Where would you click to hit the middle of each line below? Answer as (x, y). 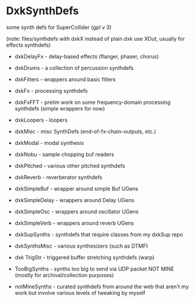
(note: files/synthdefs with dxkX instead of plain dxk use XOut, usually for (95, 38)
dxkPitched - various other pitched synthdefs (70, 165)
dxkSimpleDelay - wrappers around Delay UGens (74, 200)
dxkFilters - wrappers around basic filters (65, 79)
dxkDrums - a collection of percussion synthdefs (74, 68)
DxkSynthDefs (43, 11)
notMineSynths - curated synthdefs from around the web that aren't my (102, 286)
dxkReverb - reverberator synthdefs (58, 177)
